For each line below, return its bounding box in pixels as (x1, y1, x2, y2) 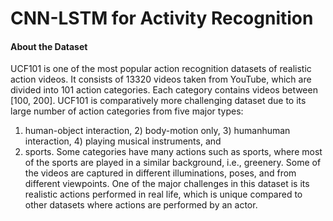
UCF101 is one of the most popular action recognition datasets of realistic (10, 63, 312, 75)
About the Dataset (10, 40, 88, 52)
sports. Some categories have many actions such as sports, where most (24, 146, 323, 158)
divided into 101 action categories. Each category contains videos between (10, 84, 318, 96)
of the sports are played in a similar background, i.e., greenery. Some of (24, 157, 322, 169)
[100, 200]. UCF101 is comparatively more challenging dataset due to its (10, 95, 307, 107)
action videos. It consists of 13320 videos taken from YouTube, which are (10, 73, 312, 86)
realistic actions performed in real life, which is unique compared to (24, 188, 303, 201)
